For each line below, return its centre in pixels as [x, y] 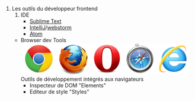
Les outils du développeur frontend [55, 9]
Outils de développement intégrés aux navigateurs [82, 79]
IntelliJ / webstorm [51, 27]
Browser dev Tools [43, 40]
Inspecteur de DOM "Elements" [68, 86]
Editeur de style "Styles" [59, 92]
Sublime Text [45, 21]
